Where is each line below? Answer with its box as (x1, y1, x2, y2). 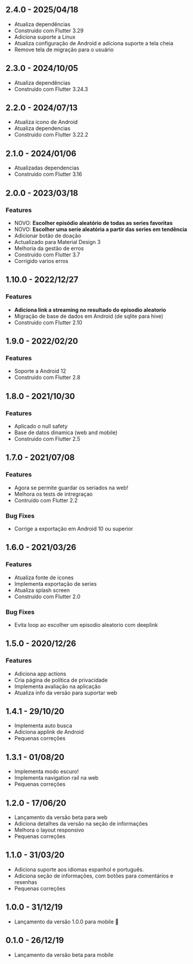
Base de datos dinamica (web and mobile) (14, 429, 118, 436)
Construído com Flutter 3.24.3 (14, 85, 88, 92)
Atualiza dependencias (14, 125, 71, 132)
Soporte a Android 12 (14, 367, 67, 375)
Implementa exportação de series (14, 580, 97, 587)
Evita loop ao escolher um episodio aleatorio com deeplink (14, 621, 158, 628)
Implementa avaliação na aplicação (14, 682, 101, 690)
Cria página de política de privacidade (14, 676, 108, 684)
